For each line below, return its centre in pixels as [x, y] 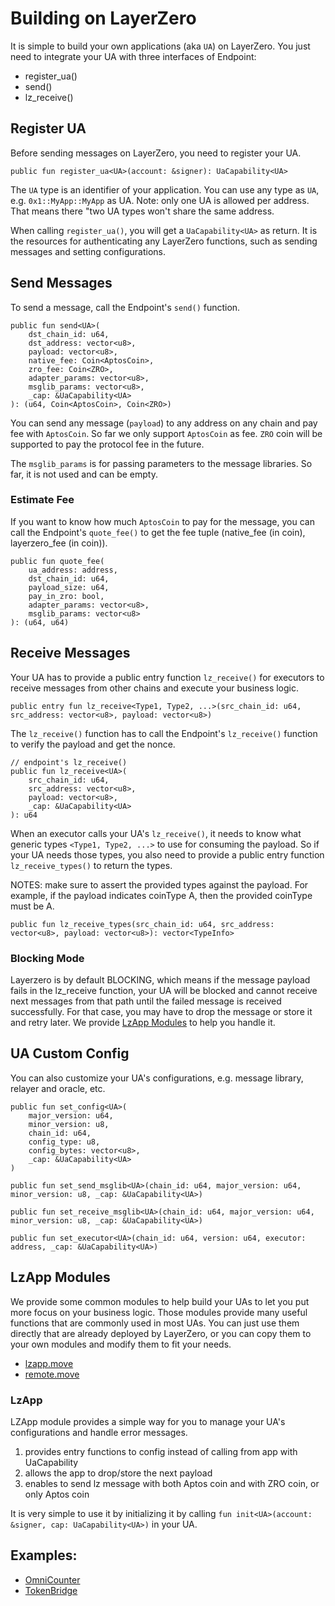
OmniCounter [52, 1579]
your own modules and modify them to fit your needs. [121, 1344]
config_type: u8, [64, 1142]
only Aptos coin [57, 1494]
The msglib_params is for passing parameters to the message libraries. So [161, 463]
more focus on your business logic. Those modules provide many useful [159, 1312]
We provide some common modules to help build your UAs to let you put [160, 1301]
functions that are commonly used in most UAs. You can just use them [155, 1323]
